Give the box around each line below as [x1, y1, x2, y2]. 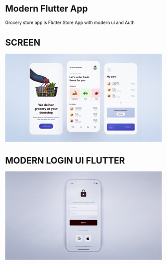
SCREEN [5, 37, 41, 48]
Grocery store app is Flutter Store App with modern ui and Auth [5, 19, 135, 25]
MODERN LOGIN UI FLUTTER [5, 155, 125, 166]
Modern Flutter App [5, 3, 88, 14]
